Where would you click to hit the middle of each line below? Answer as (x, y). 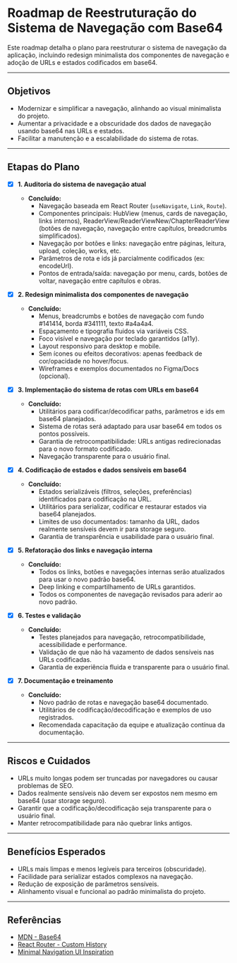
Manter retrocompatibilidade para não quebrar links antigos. (105, 823)
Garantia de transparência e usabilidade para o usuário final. (126, 536)
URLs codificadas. (65, 659)
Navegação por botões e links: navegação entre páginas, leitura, (132, 243)
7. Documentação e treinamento (65, 680)
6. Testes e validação (49, 615)
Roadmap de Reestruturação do (102, 13)
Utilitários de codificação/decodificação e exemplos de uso (125, 710)
